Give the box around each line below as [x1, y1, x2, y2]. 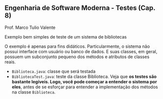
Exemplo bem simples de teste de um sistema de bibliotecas [4, 34, 127, 40]
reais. [4, 59, 16, 65]
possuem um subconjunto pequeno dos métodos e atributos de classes [4, 54, 150, 59]
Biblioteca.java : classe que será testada [11, 68, 96, 74]
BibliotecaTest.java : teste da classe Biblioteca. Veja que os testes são [11, 73, 157, 79]
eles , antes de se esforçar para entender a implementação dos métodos [11, 84, 158, 90]
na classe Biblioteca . [11, 89, 56, 95]
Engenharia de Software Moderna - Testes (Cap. [4, 4, 156, 12]
